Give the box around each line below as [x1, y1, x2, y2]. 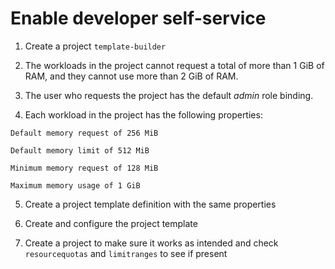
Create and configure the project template [24, 217, 198, 229]
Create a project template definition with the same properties [24, 198, 277, 210]
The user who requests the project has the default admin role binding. [24, 89, 314, 101]
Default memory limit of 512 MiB [10, 145, 150, 156]
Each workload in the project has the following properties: [24, 108, 263, 121]
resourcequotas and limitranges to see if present [24, 247, 228, 259]
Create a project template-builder [24, 40, 167, 52]
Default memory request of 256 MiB [10, 128, 159, 138]
